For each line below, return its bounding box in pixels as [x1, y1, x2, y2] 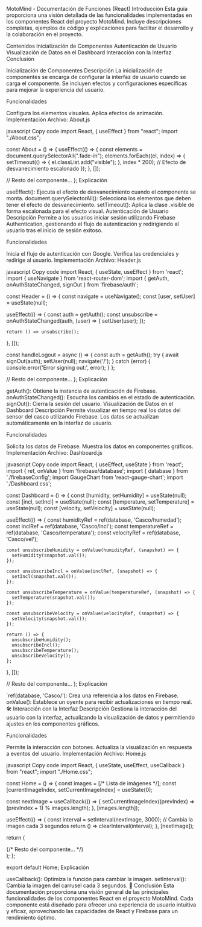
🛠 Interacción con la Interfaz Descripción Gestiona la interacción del [6, 705, 177, 712]
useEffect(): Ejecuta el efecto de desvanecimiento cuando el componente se [6, 188, 196, 195]
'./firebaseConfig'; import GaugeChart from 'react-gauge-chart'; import [6, 473, 183, 481]
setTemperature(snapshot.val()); [11, 595, 96, 601]
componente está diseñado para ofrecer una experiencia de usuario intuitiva [6, 901, 197, 908]
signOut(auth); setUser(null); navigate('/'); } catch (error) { [6, 358, 151, 364]
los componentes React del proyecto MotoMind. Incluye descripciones [6, 18, 182, 25]
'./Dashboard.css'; [6, 480, 52, 487]
